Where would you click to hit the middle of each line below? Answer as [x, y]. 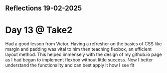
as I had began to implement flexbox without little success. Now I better [79, 60]
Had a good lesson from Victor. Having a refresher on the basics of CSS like [83, 44]
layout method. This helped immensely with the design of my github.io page [83, 54]
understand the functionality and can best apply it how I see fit [70, 65]
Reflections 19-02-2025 [43, 8]
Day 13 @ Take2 [39, 30]
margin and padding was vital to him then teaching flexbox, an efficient [78, 49]
